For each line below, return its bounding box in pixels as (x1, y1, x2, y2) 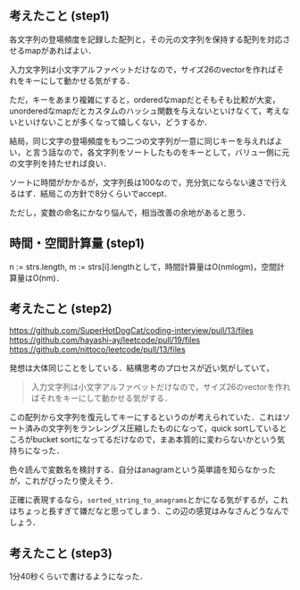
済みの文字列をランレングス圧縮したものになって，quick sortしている (24, 423, 279, 434)
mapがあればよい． (24, 45, 96, 55)
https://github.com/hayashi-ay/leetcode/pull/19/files (9, 334, 201, 346)
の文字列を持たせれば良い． (9, 157, 112, 168)
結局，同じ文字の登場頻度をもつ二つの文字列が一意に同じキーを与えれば (9, 135, 275, 146)
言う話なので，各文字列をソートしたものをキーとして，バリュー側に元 (32, 147, 290, 157)
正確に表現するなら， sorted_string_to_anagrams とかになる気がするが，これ (9, 494, 288, 505)
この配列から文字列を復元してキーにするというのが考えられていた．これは (9, 412, 283, 423)
